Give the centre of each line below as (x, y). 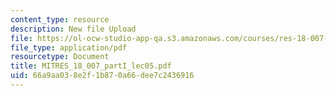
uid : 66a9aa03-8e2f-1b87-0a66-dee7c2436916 (102, 76)
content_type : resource (60, 19)
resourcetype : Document (60, 57)
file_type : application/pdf (69, 47)
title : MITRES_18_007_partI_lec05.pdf (91, 66)
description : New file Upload (73, 29)
